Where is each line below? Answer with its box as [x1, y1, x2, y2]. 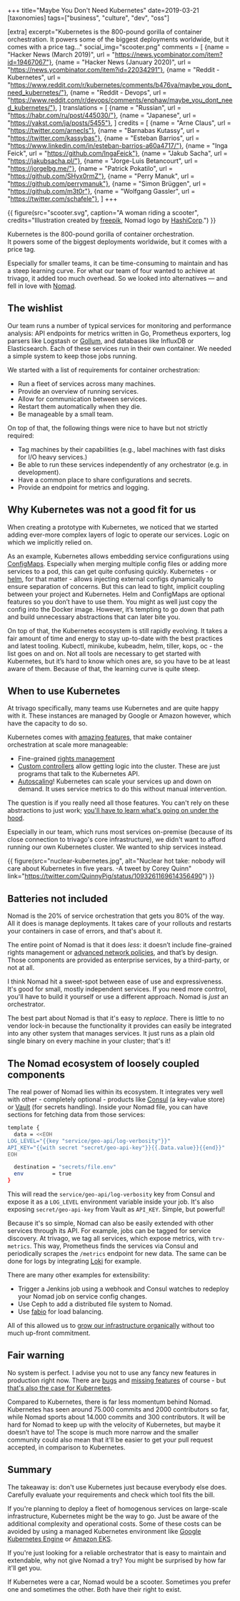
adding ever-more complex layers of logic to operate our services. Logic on [7, 530, 230, 539]
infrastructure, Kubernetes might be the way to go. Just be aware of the [7, 1512, 219, 1520]
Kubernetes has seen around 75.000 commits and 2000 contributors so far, [7, 1404, 230, 1414]
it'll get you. [7, 1563, 42, 1572]
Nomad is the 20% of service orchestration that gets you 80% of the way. [7, 911, 225, 921]
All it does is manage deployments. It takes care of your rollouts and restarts [7, 919, 232, 928]
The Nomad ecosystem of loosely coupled [7, 1057, 200, 1069]
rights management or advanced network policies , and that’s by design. [7, 948, 219, 957]
